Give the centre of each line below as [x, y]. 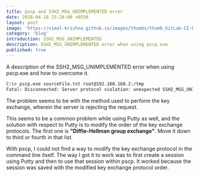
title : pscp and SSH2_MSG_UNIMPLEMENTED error [65, 12]
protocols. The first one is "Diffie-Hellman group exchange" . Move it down [98, 131]
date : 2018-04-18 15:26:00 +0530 [47, 17]
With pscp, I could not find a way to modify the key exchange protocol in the [99, 149]
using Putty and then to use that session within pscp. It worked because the [99, 161]
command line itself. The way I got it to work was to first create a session [95, 155]
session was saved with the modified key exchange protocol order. [88, 167]
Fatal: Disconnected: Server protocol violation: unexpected [83, 89]
